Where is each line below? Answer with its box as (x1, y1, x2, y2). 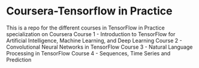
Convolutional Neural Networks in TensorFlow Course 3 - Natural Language (6, 43, 193, 51)
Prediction (6, 56, 32, 63)
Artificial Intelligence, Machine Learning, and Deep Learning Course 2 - (6, 37, 183, 44)
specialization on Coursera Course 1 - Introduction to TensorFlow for (6, 30, 176, 37)
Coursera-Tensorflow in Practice (6, 4, 173, 18)
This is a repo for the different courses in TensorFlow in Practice (6, 24, 165, 31)
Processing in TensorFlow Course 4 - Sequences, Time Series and (6, 49, 171, 57)
